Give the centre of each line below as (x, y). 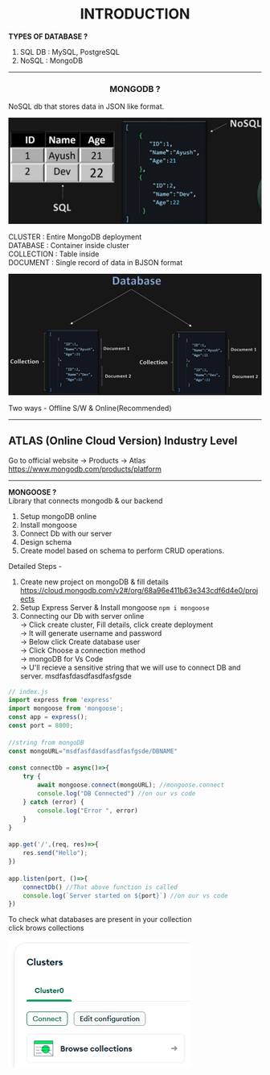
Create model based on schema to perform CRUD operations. (122, 550)
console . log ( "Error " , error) (88, 811)
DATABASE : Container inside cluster (69, 245)
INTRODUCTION (135, 14)
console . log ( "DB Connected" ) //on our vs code (117, 794)
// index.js (28, 691)
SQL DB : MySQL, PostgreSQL (70, 52)
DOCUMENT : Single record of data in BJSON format (96, 262)
